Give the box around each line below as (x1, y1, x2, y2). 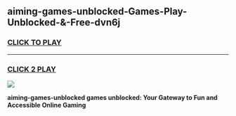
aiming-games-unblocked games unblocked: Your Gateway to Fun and (7, 93, 218, 101)
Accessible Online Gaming (7, 101, 86, 109)
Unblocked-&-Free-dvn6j (7, 17, 121, 29)
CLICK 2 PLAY (7, 64, 56, 74)
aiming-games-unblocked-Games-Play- (7, 6, 188, 18)
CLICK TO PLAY (7, 38, 62, 48)
